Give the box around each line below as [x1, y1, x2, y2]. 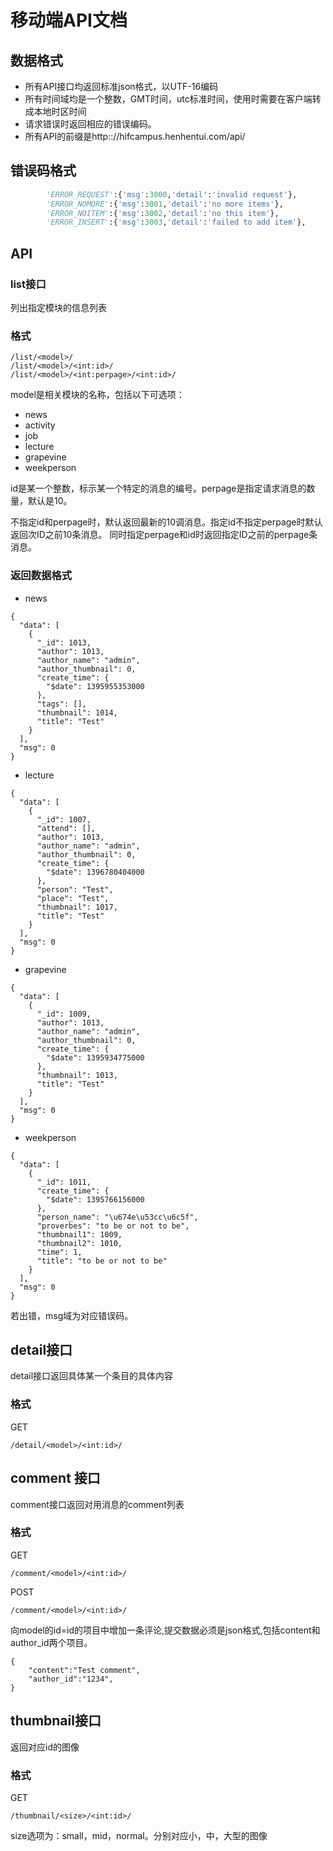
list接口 [10, 277, 47, 291]
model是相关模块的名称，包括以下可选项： [10, 389, 185, 401]
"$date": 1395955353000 [46, 681, 145, 691]
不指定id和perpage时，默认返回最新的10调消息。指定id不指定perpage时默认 [10, 516, 323, 528]
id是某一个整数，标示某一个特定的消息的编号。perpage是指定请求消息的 [10, 482, 307, 495]
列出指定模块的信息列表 [10, 302, 107, 313]
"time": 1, [36, 1247, 83, 1257]
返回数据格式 [10, 569, 73, 583]
